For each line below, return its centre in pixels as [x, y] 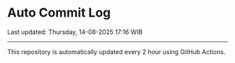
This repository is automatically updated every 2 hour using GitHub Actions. [116, 52]
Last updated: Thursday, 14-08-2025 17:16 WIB [75, 32]
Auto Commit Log [59, 13]
